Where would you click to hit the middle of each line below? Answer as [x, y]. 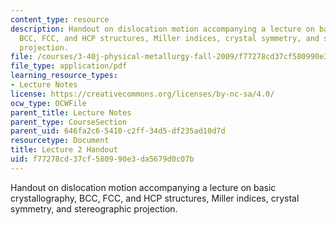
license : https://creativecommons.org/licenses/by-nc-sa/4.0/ [142, 94]
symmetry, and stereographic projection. [94, 208]
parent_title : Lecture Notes [71, 112]
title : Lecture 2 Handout [64, 150]
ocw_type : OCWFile [48, 103]
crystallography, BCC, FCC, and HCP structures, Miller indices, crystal [155, 198]
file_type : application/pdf [69, 66]
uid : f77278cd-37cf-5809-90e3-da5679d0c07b [102, 159]
